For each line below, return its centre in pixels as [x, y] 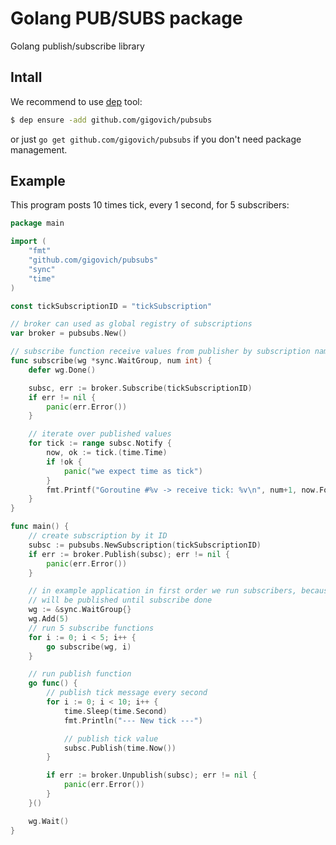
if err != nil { [62, 397]
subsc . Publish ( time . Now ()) [120, 748]
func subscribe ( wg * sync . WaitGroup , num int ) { [111, 361]
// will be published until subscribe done [120, 600]
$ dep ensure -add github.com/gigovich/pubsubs [111, 120]
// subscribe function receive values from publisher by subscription [160, 352]
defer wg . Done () [62, 370]
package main [37, 223]
